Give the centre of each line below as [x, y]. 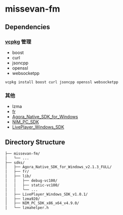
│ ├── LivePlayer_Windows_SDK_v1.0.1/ [47, 194]
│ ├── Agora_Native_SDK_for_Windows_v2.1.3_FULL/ [58, 167]
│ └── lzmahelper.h [27, 208]
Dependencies [27, 27]
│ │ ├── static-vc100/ [32, 185]
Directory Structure [35, 142]
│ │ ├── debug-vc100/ [31, 181]
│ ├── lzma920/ [23, 199]
